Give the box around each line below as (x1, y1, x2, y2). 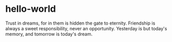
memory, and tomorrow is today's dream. (5, 31, 93, 37)
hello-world (5, 3, 56, 15)
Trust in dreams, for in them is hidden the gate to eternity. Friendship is (5, 20, 156, 26)
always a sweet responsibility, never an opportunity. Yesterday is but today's (5, 25, 167, 31)
